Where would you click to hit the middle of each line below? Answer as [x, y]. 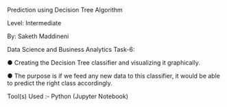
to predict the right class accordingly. [60, 83]
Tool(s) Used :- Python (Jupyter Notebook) [68, 96]
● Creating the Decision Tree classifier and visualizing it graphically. [104, 63]
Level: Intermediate [34, 23]
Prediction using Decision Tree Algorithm [65, 10]
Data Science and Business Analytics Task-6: [71, 49]
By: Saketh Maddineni [38, 36]
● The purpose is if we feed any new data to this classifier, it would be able [114, 76]
